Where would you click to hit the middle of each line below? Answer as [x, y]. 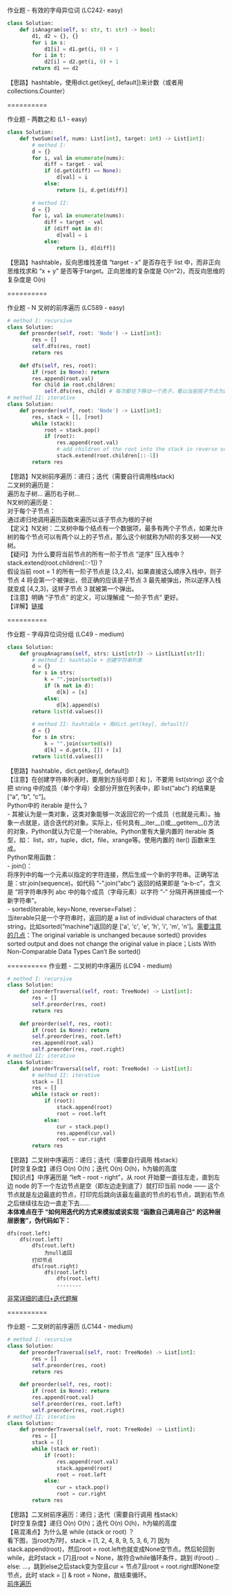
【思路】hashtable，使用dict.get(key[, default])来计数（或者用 [95, 82]
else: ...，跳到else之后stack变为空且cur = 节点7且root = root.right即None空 [114, 1566]
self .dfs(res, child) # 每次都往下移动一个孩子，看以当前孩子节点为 [134, 392]
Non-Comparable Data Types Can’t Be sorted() [74, 951]
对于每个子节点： [31, 511]
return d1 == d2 [55, 68]
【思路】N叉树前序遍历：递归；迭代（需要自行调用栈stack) [91, 476]
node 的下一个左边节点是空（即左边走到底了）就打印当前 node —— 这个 [117, 1186]
